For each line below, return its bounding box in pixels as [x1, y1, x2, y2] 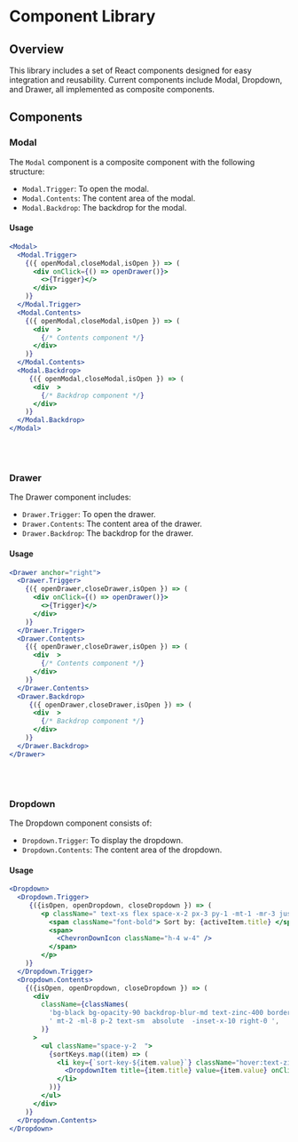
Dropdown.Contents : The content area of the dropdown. [21, 844, 223, 855]
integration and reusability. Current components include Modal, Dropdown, [9, 75, 283, 85]
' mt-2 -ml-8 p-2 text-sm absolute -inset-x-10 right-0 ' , [48, 1017, 279, 1026]
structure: [9, 166, 45, 177]
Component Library [9, 6, 156, 27]
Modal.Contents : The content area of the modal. [21, 193, 196, 204]
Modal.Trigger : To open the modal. [21, 183, 149, 194]
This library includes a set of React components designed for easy [9, 65, 253, 76]
